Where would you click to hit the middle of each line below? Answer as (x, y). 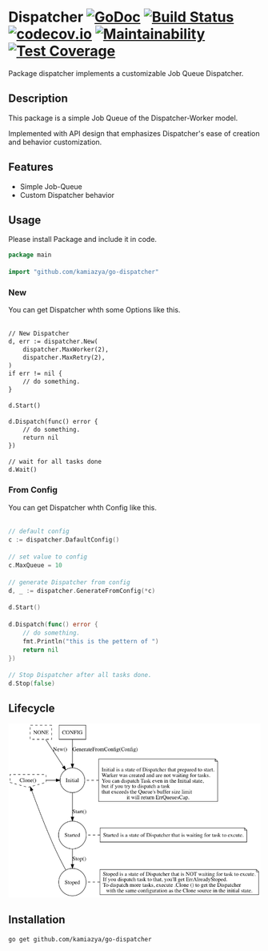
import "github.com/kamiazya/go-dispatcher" (84, 272)
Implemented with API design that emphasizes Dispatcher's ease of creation (134, 133)
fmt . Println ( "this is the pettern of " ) (91, 641)
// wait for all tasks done (55, 462)
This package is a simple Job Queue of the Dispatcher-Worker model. (123, 118)
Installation (37, 920)
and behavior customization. (55, 142)
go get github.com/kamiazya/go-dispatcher (80, 939)
